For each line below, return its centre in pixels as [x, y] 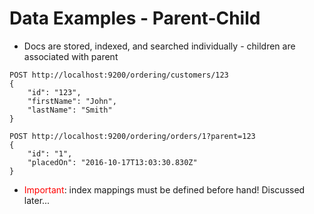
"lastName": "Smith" [70, 110]
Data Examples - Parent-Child [135, 18]
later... [37, 200]
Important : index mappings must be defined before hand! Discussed [164, 189]
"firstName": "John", [72, 101]
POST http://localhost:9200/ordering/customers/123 [119, 75]
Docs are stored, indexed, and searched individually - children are [159, 46]
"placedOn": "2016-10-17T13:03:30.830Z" [112, 162]
